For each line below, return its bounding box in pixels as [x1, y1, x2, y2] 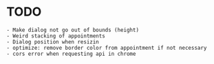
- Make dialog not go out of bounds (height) [6, 27, 139, 33]
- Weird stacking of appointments [6, 32, 106, 39]
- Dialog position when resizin [6, 38, 99, 45]
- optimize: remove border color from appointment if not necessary [6, 44, 207, 51]
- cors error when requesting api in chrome [6, 50, 136, 57]
